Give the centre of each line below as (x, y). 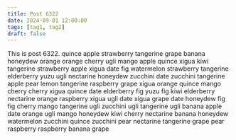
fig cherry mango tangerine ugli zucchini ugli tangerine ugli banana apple (115, 106)
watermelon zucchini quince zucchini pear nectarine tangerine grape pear (116, 122)
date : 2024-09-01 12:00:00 (47, 21)
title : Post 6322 (33, 14)
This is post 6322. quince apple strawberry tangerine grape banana (107, 54)
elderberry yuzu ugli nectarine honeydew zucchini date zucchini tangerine (116, 76)
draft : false (27, 34)
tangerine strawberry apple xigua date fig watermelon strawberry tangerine (118, 69)
